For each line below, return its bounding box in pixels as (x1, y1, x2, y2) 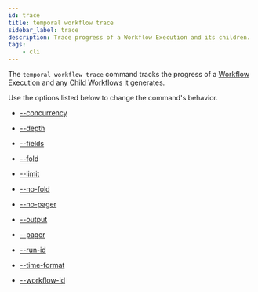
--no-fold (19, 184, 50, 193)
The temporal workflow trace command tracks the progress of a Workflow (8, 70, 249, 78)
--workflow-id (19, 276, 66, 285)
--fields (19, 139, 45, 148)
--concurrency (19, 108, 68, 118)
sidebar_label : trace (8, 26, 79, 34)
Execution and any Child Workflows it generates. (8, 78, 165, 87)
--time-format (19, 261, 65, 269)
